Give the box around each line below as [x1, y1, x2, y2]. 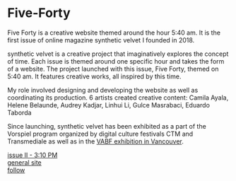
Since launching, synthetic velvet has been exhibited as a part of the [7, 122, 206, 130]
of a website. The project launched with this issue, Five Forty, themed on [7, 64, 219, 73]
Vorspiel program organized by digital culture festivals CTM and [7, 129, 194, 138]
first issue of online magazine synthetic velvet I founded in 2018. [7, 35, 195, 44]
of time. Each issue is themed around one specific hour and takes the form [7, 57, 225, 65]
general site [7, 158, 42, 167]
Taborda [7, 108, 32, 117]
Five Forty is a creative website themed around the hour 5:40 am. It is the [7, 28, 221, 37]
